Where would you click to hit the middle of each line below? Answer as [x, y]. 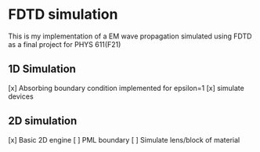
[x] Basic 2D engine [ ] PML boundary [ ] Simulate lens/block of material [124, 139]
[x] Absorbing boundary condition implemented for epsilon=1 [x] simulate [126, 88]
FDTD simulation [63, 14]
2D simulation [43, 121]
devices [21, 96]
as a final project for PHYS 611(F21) [65, 44]
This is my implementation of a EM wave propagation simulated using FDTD [130, 36]
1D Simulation [42, 69]
